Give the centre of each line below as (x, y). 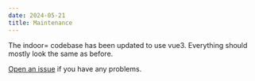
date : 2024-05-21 (37, 15)
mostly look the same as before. (61, 53)
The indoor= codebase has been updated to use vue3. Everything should (128, 45)
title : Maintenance (41, 23)
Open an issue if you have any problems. (75, 68)
